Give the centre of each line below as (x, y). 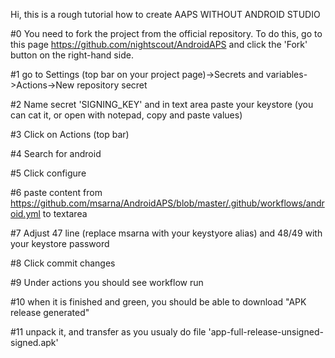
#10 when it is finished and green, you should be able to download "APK (158, 302)
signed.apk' (34, 342)
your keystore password (60, 243)
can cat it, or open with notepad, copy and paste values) (126, 115)
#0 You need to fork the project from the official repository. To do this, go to (166, 33)
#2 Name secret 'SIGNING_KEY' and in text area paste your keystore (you (162, 104)
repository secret (112, 85)
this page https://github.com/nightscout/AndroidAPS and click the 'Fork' (159, 44)
